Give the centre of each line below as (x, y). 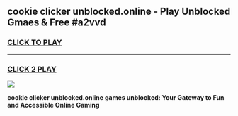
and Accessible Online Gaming (53, 105)
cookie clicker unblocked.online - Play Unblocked (119, 12)
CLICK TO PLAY (35, 43)
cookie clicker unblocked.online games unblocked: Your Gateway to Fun (116, 97)
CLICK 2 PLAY (32, 69)
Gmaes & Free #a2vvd (57, 23)
